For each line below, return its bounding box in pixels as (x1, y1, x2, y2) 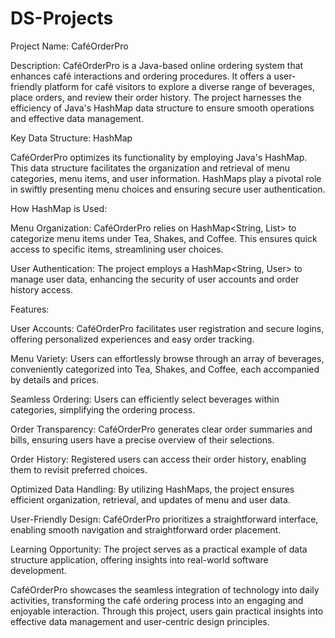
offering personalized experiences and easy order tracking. (10, 333, 255, 345)
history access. (10, 283, 74, 296)
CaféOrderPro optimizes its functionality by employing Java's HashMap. (10, 151, 308, 163)
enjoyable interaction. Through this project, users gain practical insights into (10, 605, 324, 617)
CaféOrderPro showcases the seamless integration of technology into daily (10, 583, 320, 596)
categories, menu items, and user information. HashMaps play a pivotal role (10, 172, 322, 184)
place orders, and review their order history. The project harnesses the (10, 91, 302, 103)
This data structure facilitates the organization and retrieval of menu (10, 162, 291, 174)
